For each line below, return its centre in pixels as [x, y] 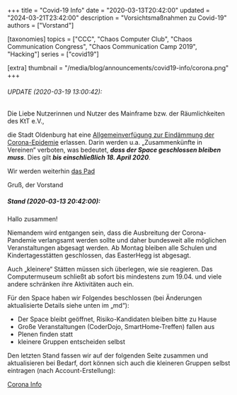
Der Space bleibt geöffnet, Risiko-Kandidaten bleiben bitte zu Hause [117, 319]
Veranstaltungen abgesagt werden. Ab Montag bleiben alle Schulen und [112, 248]
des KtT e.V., [26, 121]
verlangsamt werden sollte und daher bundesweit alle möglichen [132, 240]
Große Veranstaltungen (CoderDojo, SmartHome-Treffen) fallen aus [116, 327]
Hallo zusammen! [33, 219]
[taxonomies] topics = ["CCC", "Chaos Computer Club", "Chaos [100, 39]
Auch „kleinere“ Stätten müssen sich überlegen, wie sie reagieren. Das [110, 269]
